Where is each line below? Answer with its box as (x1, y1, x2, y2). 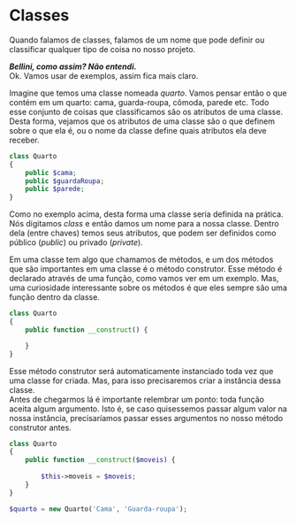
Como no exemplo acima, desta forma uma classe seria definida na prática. (9, 209, 285, 219)
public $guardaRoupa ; (25, 176, 104, 186)
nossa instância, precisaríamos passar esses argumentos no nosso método (9, 412, 284, 423)
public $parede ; (25, 185, 86, 194)
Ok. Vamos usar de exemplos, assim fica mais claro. (9, 70, 199, 81)
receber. (9, 134, 40, 145)
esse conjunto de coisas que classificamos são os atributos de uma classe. (9, 106, 284, 117)
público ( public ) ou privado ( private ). (9, 237, 143, 248)
